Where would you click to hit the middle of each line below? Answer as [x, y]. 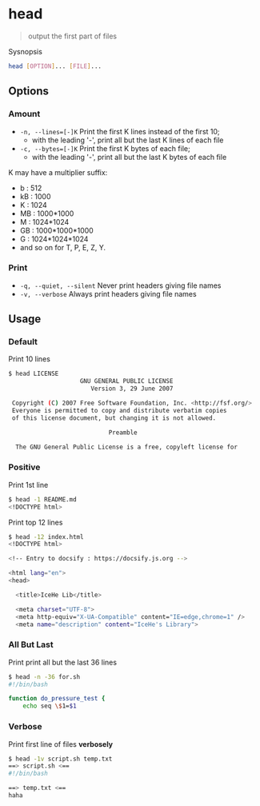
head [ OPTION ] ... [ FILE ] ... [55, 66]
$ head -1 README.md [43, 499]
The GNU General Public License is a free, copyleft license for [127, 447]
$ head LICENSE [34, 374]
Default [23, 342]
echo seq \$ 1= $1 [50, 706]
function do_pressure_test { [57, 699]
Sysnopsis [25, 51]
